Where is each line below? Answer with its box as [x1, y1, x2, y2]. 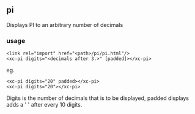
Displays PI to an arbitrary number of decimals [6, 21, 123, 28]
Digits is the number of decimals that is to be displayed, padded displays [6, 94, 189, 102]
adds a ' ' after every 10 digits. [6, 101, 83, 108]
